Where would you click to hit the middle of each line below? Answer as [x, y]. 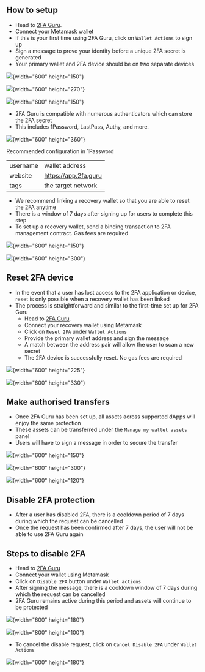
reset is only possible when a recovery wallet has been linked [92, 299]
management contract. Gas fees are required [72, 233]
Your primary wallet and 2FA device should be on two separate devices [105, 64]
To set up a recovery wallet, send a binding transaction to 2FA [93, 227]
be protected [31, 607]
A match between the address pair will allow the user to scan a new [109, 344]
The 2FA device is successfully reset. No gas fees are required [103, 357]
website [21, 175]
